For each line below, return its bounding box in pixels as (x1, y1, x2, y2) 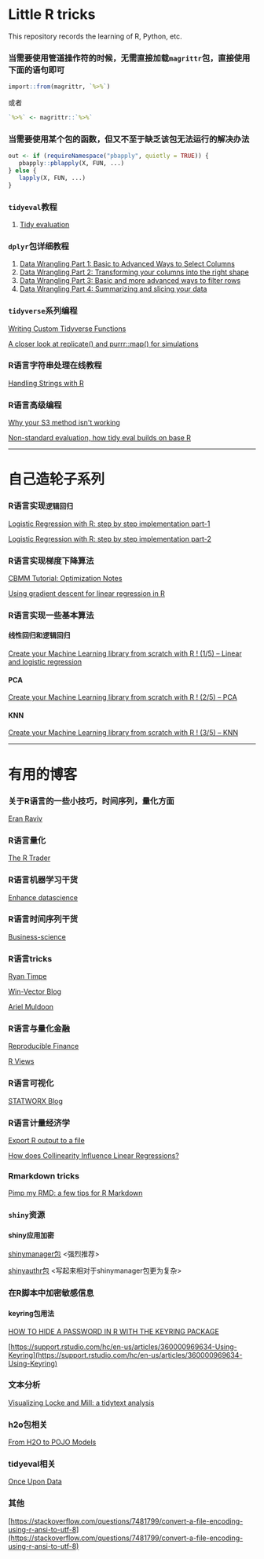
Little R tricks (8, 6, 96, 24)
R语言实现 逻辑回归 (8, 501, 73, 512)
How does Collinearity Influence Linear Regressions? (8, 1151, 179, 1160)
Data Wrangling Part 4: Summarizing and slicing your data (19, 285, 207, 294)
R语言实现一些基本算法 (8, 609, 94, 620)
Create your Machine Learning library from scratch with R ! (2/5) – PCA (8, 693, 237, 702)
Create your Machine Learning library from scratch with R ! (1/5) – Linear (8, 649, 242, 658)
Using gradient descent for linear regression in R (8, 588, 165, 598)
